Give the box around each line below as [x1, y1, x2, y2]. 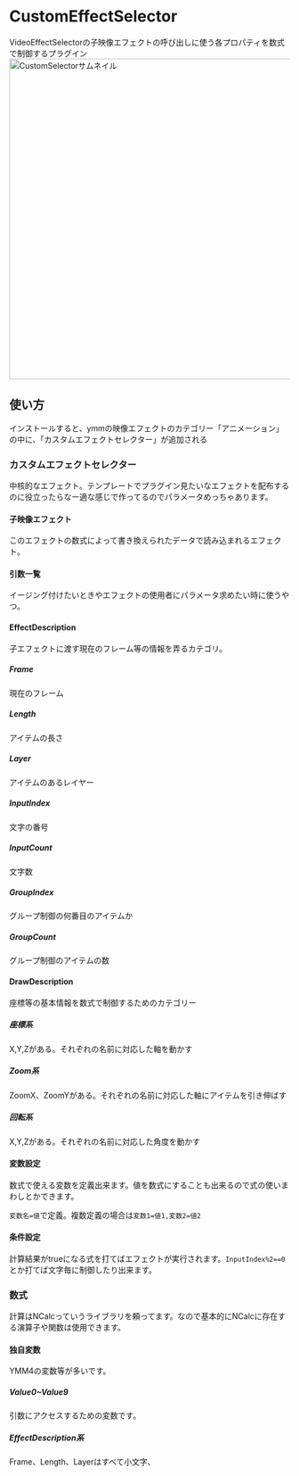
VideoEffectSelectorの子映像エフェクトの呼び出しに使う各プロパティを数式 [9, 37, 285, 47]
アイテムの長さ [9, 732, 64, 742]
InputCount [9, 842, 53, 853]
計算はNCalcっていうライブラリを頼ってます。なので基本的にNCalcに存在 [9, 1311, 279, 1322]
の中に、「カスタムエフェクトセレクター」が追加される [9, 434, 208, 444]
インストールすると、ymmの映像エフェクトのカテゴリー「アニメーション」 [9, 422, 284, 434]
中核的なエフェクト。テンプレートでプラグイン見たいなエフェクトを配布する [9, 480, 290, 492]
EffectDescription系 [9, 1432, 85, 1443]
